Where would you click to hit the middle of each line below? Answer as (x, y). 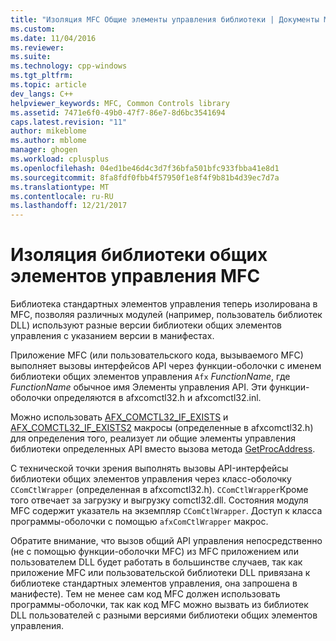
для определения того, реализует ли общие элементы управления (153, 438)
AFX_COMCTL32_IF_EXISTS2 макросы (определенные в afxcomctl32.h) (162, 428)
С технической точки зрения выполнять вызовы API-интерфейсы (149, 468)
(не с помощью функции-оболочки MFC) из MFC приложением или (154, 552)
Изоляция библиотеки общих (139, 255)
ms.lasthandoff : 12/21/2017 (69, 206)
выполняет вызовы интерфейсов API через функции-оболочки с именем (166, 366)
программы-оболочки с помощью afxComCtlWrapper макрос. (139, 522)
